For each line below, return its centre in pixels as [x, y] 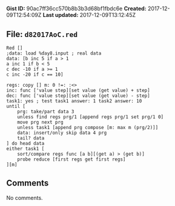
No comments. [25, 198]
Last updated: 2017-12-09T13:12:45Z [89, 15]
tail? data [31, 138]
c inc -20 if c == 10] [35, 75]
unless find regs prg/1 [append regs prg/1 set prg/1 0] [91, 117]
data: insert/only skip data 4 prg [62, 133]
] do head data [25, 144]
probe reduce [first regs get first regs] [71, 159]
